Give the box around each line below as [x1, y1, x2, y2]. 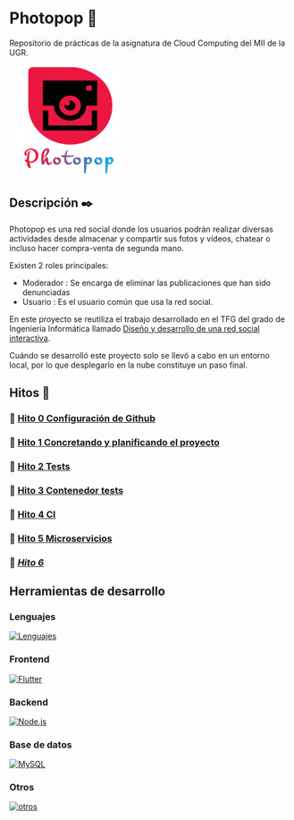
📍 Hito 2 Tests [9, 460, 71, 472]
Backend [9, 696, 49, 708]
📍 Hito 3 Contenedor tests [9, 484, 123, 496]
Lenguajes [9, 610, 56, 622]
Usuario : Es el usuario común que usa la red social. [21, 296, 213, 307]
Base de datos [9, 738, 72, 750]
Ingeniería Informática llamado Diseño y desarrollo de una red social [9, 323, 261, 334]
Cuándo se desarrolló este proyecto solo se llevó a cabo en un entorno [9, 350, 270, 360]
